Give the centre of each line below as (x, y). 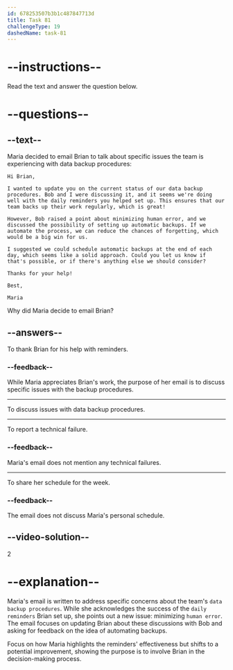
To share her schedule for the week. (59, 482)
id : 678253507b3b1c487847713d (51, 14)
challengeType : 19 (34, 26)
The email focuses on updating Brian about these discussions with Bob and (115, 623)
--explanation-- (53, 582)
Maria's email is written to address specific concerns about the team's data (115, 601)
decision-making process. (44, 658)
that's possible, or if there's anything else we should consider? (107, 262)
